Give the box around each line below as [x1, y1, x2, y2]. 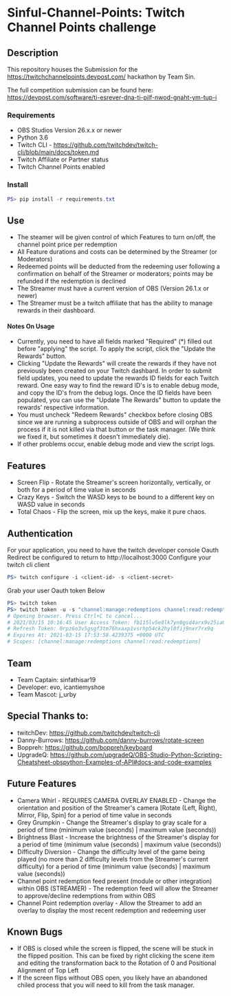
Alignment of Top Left [16, 966, 79, 975]
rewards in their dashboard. [16, 306, 96, 315]
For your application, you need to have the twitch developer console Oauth [7, 546, 219, 555]
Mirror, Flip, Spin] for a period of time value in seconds [16, 810, 172, 819]
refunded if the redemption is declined [16, 277, 126, 286]
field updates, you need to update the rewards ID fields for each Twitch [16, 374, 219, 382]
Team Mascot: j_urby [16, 690, 77, 698]
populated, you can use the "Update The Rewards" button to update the [16, 396, 221, 404]
